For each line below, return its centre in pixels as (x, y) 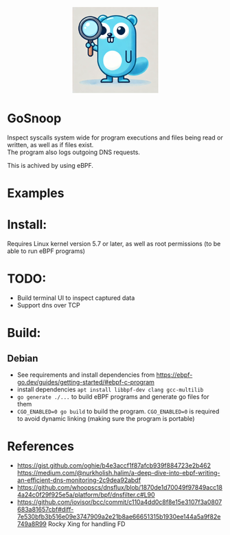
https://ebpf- (174, 375)
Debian (23, 358)
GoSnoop (34, 119)
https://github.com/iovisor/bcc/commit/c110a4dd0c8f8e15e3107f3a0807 (119, 502)
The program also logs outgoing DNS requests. (74, 152)
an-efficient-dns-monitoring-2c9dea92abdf (79, 480)
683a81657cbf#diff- (45, 509)
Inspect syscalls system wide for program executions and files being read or (115, 138)
